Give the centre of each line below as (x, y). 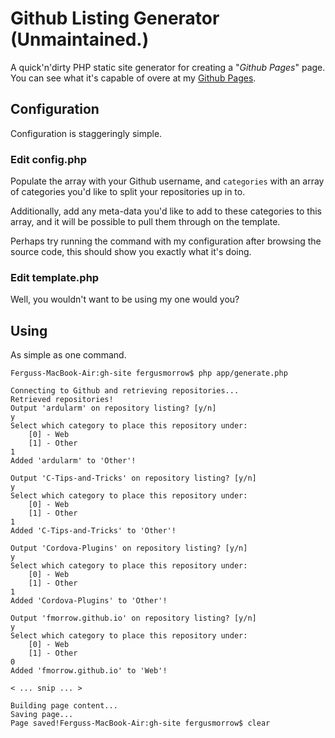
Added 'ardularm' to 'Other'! (73, 461)
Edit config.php (49, 159)
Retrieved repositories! (62, 400)
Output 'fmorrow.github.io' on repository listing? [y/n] (133, 618)
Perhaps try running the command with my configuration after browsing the (166, 241)
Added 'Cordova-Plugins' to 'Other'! (89, 601)
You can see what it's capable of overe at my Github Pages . (133, 78)
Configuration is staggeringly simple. (86, 133)
